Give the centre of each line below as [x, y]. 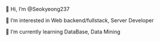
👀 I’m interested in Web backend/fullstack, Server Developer [80, 20]
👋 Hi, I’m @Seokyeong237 [38, 9]
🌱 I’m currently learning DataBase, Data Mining [63, 32]
